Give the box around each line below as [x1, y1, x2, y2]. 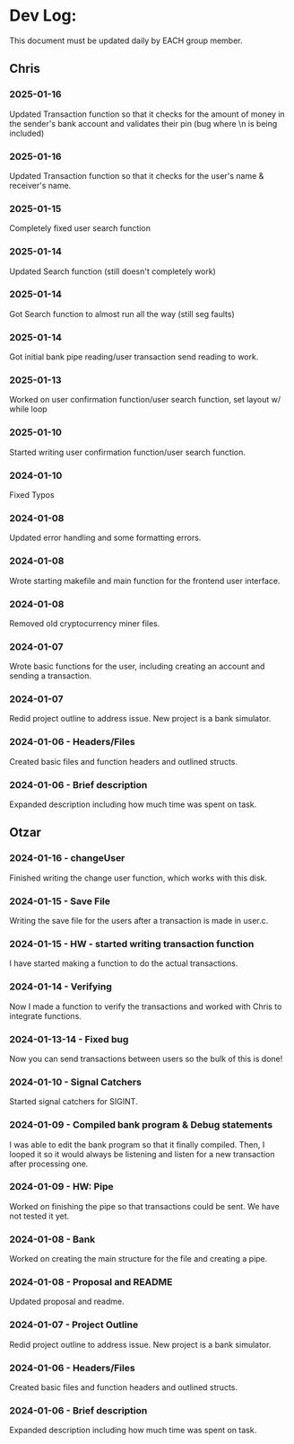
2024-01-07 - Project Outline [9, 1318, 139, 1331]
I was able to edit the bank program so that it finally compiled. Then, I [9, 1138, 265, 1150]
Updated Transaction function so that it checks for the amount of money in [9, 109, 285, 120]
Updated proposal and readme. [9, 1296, 125, 1307]
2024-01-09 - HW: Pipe [9, 1181, 114, 1193]
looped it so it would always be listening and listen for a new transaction [9, 1148, 275, 1159]
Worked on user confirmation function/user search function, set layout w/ [9, 394, 281, 405]
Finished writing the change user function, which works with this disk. [9, 873, 267, 883]
